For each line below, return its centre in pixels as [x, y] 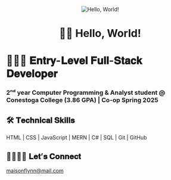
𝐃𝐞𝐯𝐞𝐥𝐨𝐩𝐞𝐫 [32, 74]
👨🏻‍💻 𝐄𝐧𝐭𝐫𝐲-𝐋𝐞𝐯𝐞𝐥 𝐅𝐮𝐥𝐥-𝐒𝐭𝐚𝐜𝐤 [74, 60]
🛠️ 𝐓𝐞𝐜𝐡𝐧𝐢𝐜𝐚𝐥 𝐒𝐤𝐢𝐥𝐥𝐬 [41, 120]
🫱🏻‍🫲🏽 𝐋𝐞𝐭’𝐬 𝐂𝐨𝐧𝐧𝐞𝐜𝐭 [44, 156]
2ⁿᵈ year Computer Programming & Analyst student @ [86, 93]
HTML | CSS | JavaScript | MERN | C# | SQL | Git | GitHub [77, 138]
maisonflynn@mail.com [35, 170]
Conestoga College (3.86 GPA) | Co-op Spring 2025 [83, 100]
